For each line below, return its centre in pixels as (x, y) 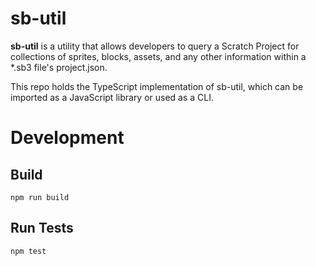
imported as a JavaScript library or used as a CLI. (112, 97)
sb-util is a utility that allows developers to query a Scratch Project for (155, 46)
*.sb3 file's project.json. (59, 67)
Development (67, 138)
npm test (28, 251)
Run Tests (42, 228)
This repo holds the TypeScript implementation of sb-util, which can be (157, 86)
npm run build (40, 197)
